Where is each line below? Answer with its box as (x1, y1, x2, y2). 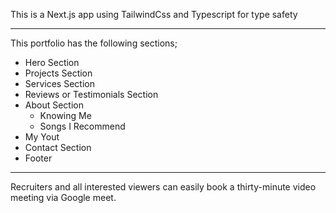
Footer (24, 152, 53, 164)
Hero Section (24, 57, 80, 68)
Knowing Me (39, 110, 92, 121)
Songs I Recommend (39, 120, 126, 132)
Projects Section (24, 67, 93, 79)
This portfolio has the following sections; (10, 37, 178, 49)
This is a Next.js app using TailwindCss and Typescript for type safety (10, 9, 298, 20)
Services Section (24, 78, 95, 89)
